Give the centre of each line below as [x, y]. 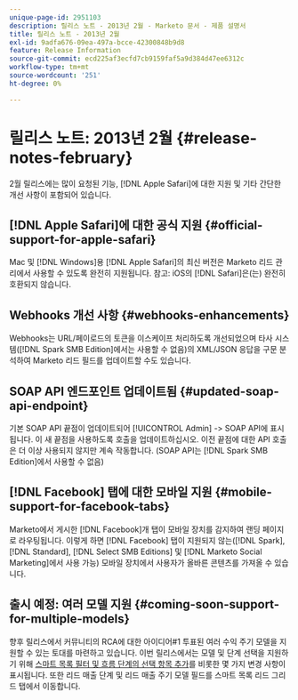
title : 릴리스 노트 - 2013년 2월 [64, 34]
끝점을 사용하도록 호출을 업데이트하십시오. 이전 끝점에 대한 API [162, 439]
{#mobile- [244, 492]
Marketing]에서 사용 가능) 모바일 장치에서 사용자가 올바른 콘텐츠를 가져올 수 [141, 562]
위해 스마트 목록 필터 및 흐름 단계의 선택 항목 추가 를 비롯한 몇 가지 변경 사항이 [152, 664]
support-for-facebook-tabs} [90, 507]
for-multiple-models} [70, 619]
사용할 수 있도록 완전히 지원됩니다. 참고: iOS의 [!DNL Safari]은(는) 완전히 [159, 273]
